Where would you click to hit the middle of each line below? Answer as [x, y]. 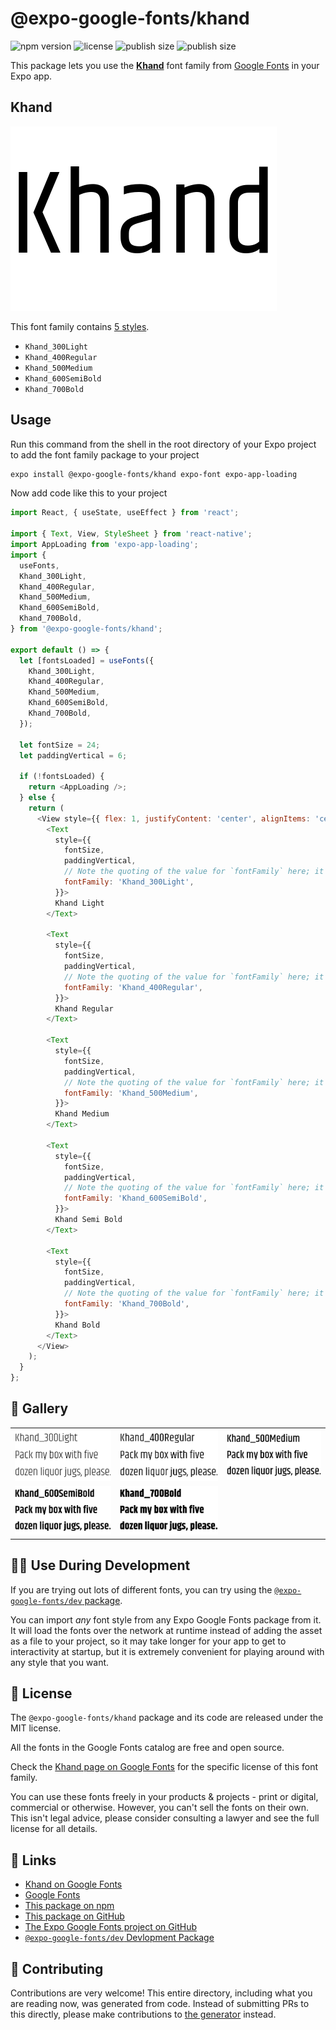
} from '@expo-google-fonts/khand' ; [86, 629]
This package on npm [69, 1906]
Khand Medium [82, 1114]
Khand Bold [77, 1325]
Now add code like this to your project [89, 493]
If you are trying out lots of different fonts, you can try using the [141, 1589]
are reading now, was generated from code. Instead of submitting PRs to [160, 2004]
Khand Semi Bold [88, 1220]
